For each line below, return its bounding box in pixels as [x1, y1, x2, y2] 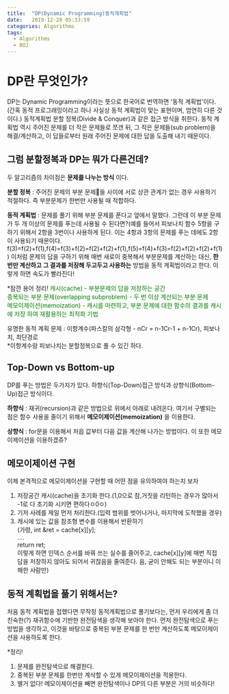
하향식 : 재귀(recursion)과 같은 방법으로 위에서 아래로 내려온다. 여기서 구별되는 [7, 404, 217, 412]
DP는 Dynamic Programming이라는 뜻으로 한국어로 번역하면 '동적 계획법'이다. [7, 97, 217, 106]
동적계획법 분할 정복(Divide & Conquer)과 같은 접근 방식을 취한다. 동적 [23, 114, 213, 123]
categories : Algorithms [7, 23, 75, 29]
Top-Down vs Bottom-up [7, 362, 115, 373]
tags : [7, 29, 23, 36]
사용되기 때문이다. [14, 236, 62, 245]
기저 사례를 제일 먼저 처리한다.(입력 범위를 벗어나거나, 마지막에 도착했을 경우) [16, 508, 222, 517]
